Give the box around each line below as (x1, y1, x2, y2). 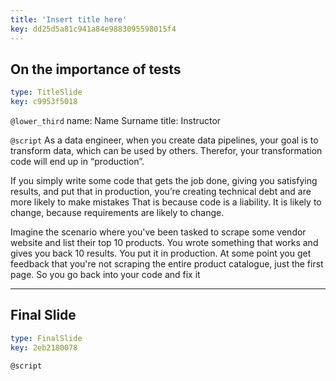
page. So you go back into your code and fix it (10, 269, 201, 281)
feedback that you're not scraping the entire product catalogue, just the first (10, 258, 324, 270)
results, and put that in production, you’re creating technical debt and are (10, 186, 312, 198)
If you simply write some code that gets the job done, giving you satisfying (10, 175, 318, 187)
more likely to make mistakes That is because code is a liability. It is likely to (10, 196, 322, 208)
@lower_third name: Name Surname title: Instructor (10, 115, 222, 127)
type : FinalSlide (10, 333, 83, 343)
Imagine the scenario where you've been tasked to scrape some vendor (10, 226, 307, 238)
